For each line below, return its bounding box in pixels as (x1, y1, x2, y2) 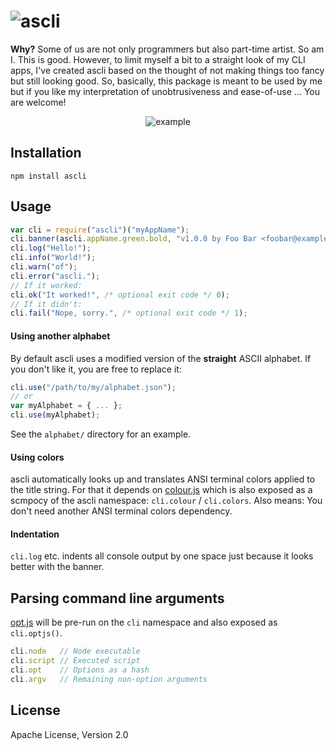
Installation (10, 145, 82, 162)
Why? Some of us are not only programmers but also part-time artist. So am (10, 43, 325, 55)
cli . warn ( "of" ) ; (10, 262, 78, 272)
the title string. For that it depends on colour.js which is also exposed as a (10, 484, 313, 496)
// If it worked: (10, 280, 83, 290)
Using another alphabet (10, 330, 111, 342)
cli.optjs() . (10, 627, 63, 639)
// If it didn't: (10, 299, 83, 309)
